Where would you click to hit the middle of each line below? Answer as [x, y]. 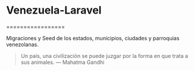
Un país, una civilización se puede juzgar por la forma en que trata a [104, 56]
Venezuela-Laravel [54, 10]
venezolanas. [22, 44]
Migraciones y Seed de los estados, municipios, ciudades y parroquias [93, 38]
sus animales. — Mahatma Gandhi [62, 62]
